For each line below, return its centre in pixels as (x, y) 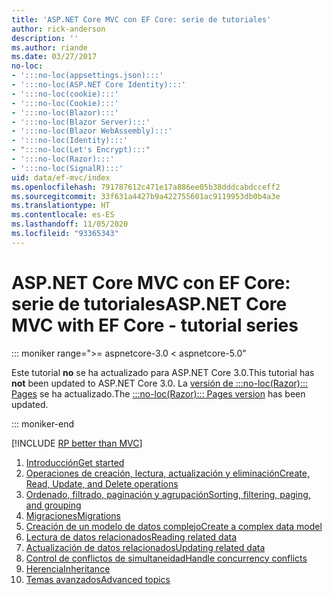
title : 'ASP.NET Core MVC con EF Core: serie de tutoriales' (141, 19)
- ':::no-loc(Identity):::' (70, 141)
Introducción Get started (75, 462)
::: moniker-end (43, 423)
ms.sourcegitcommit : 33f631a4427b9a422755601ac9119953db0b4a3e (146, 196)
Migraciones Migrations (73, 515)
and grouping (53, 505)
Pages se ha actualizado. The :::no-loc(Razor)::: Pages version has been (158, 393)
